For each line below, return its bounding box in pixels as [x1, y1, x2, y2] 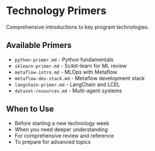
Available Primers [6, 40, 72, 50]
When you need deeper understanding [14, 126, 108, 133]
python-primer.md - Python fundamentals [14, 56, 114, 63]
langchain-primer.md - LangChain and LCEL [14, 81, 120, 88]
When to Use [6, 104, 54, 114]
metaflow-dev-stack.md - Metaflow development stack [14, 74, 145, 81]
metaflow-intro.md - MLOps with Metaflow [14, 68, 118, 75]
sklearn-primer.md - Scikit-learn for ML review [14, 62, 127, 69]
